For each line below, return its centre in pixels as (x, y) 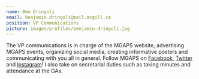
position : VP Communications (43, 23)
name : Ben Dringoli (31, 12)
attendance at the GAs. (34, 71)
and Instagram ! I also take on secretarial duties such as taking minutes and (98, 65)
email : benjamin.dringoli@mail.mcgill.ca (59, 17)
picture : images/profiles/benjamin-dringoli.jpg (68, 28)
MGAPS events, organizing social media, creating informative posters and (97, 52)
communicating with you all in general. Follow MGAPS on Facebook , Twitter (99, 58)
